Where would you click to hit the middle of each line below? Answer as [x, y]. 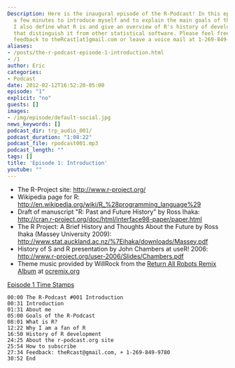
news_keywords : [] [34, 124]
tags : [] [20, 157]
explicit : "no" [29, 98]
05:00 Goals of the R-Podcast [51, 316]
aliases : [20, 46]
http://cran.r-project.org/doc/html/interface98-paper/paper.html [110, 219]
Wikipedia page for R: [49, 197]
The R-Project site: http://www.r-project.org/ [81, 189]
